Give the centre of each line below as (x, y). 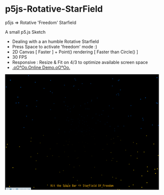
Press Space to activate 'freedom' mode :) (55, 46)
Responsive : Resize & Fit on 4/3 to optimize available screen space (80, 62)
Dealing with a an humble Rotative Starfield (55, 41)
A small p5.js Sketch (25, 32)
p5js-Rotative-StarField (54, 9)
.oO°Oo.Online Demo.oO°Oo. (41, 67)
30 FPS (20, 57)
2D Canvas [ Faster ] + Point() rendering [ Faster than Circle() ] (75, 52)
